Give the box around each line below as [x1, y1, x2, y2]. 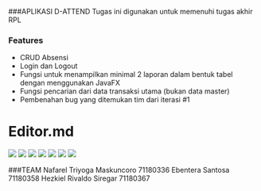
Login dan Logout [19, 61, 78, 71]
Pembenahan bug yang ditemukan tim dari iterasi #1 [19, 95, 190, 105]
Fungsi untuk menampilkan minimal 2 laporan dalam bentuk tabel [19, 70, 233, 79]
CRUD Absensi [19, 53, 69, 63]
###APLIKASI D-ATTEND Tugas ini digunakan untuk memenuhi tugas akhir [8, 7, 253, 16]
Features [8, 35, 44, 46]
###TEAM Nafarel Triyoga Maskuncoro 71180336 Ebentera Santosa [8, 166, 230, 175]
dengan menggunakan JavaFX [19, 78, 121, 88]
